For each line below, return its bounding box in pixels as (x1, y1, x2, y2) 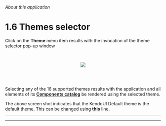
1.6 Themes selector (5, 22, 90, 32)
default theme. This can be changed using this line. (5, 106, 110, 112)
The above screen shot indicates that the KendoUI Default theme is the (5, 100, 149, 106)
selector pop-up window (5, 43, 55, 49)
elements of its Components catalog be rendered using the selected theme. (5, 91, 161, 97)
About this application (5, 4, 50, 10)
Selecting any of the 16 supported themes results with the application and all (5, 86, 161, 92)
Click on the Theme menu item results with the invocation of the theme (5, 37, 150, 43)
